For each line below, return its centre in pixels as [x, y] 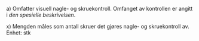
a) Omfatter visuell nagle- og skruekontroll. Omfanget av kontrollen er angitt [99, 9]
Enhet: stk [19, 33]
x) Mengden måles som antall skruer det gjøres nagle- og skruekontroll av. [98, 26]
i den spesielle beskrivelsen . [41, 15]
